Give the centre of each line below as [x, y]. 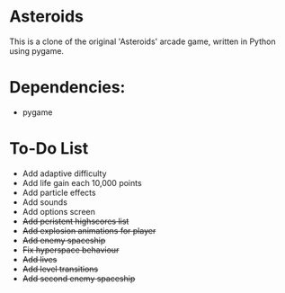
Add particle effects [59, 192]
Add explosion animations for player [89, 230]
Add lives [40, 259]
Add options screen [59, 211]
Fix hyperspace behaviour [71, 250]
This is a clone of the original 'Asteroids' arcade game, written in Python [142, 41]
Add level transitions [60, 269]
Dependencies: [67, 88]
